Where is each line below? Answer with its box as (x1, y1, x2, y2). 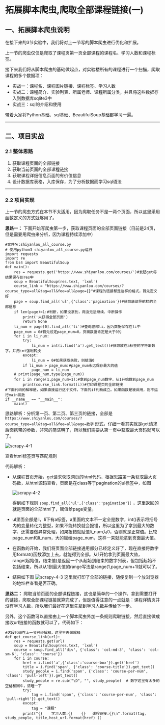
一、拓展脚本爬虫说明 (5, 26, 70, 34)
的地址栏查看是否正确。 (12, 580, 60, 586)
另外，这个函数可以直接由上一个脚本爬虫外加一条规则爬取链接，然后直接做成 (5, 613, 160, 619)
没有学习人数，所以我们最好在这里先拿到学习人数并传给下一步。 (5, 603, 134, 609)
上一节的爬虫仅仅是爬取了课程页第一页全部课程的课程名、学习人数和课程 (5, 50, 151, 55)
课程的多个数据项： (5, 73, 44, 78)
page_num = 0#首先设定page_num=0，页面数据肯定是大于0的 (14, 329, 122, 334)
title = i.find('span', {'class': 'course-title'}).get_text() (23, 664, 155, 670)
